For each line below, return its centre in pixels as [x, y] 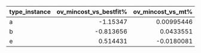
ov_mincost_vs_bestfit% [92, 12]
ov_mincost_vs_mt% [163, 12]
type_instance [30, 12]
